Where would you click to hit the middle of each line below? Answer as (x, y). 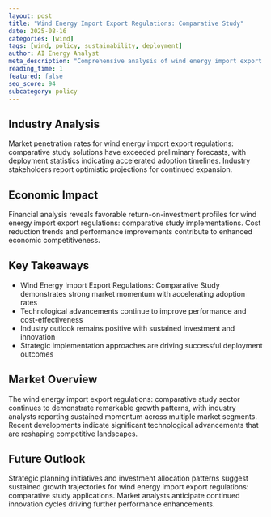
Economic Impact (53, 195)
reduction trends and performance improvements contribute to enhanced (130, 231)
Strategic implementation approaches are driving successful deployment (141, 345)
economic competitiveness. (55, 240)
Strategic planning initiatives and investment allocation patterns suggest (129, 478)
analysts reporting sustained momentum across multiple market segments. (133, 416)
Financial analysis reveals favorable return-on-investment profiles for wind (133, 214)
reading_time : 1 (36, 69)
